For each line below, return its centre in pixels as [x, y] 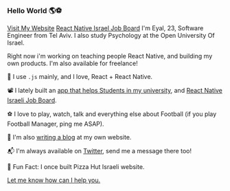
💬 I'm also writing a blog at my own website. [69, 137]
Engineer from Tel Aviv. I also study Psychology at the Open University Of [111, 36]
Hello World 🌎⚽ [35, 10]
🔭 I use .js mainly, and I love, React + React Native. [80, 77]
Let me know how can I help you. [54, 180]
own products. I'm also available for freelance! [73, 63]
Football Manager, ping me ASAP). [56, 124]
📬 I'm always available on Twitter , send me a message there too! [100, 151]
